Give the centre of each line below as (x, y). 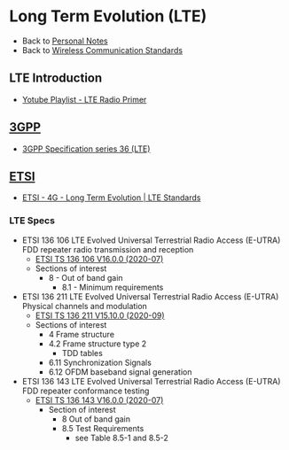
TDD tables (82, 353)
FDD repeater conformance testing (86, 391)
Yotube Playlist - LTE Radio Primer (84, 99)
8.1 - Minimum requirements (113, 287)
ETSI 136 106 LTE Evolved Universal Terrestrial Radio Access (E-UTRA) (151, 240)
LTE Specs (32, 221)
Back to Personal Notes (65, 41)
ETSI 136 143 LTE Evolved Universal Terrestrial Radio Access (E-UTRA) (151, 381)
